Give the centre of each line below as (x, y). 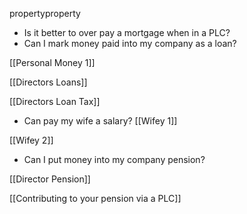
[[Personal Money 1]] (52, 62)
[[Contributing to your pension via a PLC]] (95, 198)
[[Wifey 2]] (31, 140)
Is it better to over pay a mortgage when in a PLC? (127, 32)
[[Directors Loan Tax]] (55, 101)
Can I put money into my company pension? (114, 159)
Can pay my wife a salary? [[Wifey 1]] (100, 121)
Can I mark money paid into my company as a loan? (130, 43)
